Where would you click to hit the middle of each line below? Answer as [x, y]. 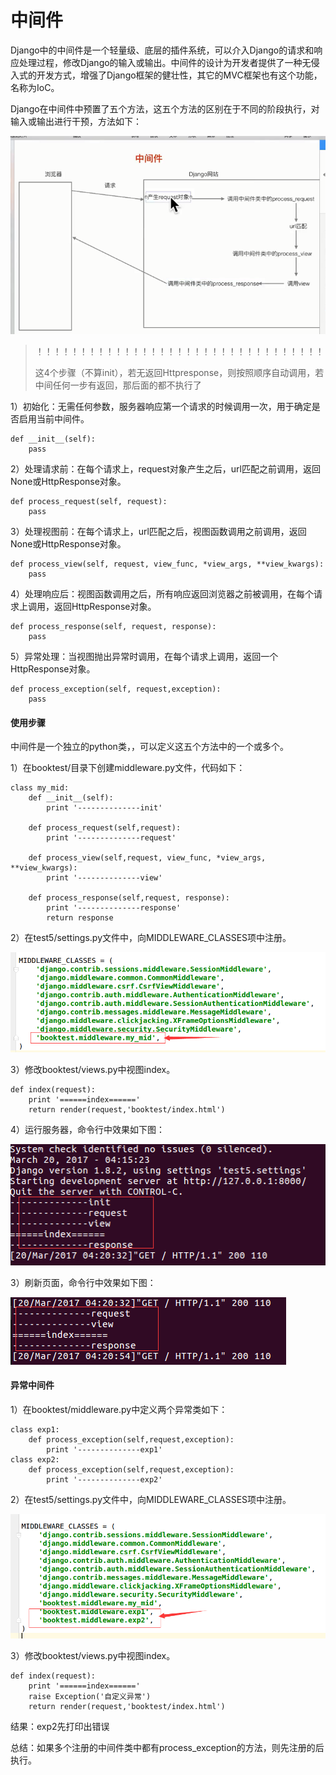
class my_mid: [40, 788]
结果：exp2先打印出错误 [60, 1726]
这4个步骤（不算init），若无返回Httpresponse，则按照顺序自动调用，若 [179, 373]
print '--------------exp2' [104, 1479]
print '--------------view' [104, 878]
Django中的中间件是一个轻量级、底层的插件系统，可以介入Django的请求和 [162, 50]
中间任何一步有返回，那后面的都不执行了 [118, 385]
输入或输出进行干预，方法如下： [76, 121]
